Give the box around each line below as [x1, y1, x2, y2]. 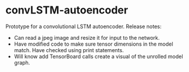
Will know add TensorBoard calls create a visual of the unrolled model [14, 53, 183, 60]
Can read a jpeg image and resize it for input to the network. [14, 34, 160, 41]
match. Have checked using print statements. [14, 46, 124, 53]
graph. [14, 59, 31, 66]
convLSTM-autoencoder [5, 4, 129, 17]
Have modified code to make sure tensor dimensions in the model [14, 40, 174, 47]
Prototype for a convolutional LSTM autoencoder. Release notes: [5, 23, 162, 30]
